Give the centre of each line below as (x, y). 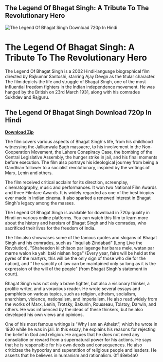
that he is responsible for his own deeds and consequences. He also (74, 345)
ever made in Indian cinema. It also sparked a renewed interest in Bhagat (78, 198)
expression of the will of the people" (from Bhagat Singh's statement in (76, 269)
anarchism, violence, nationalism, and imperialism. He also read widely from (81, 299)
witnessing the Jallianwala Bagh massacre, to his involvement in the (73, 147)
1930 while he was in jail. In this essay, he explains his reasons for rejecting (80, 329)
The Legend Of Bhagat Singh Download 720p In (78, 113)
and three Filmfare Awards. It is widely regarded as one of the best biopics (80, 192)
